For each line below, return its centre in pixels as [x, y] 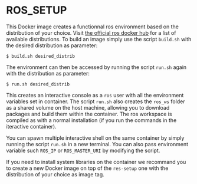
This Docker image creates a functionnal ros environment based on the [92, 27]
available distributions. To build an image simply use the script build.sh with [99, 39]
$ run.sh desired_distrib [38, 84]
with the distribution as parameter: [48, 73]
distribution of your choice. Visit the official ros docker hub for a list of [91, 32]
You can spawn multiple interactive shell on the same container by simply [95, 138]
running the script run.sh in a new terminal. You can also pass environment [97, 144]
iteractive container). [32, 126]
